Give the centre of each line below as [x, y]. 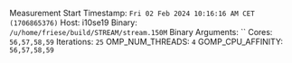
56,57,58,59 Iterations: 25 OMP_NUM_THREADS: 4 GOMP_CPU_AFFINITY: [146, 41]
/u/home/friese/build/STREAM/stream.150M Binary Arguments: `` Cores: [141, 32]
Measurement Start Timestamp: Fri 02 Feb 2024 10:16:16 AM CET [132, 13]
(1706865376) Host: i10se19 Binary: [73, 22]
